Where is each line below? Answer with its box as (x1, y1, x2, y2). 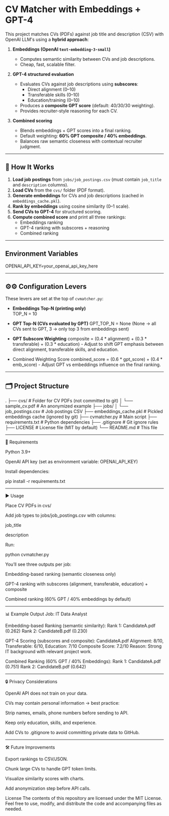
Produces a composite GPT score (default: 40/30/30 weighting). (20, 102, 155, 108)
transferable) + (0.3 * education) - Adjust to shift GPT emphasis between (12, 341, 164, 347)
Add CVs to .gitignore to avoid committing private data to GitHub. (5, 730, 140, 736)
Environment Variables (5, 249, 78, 258)
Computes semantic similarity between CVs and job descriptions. (20, 56, 155, 62)
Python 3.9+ (5, 449, 31, 455)
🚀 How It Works (5, 163, 54, 171)
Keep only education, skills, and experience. (5, 719, 97, 726)
